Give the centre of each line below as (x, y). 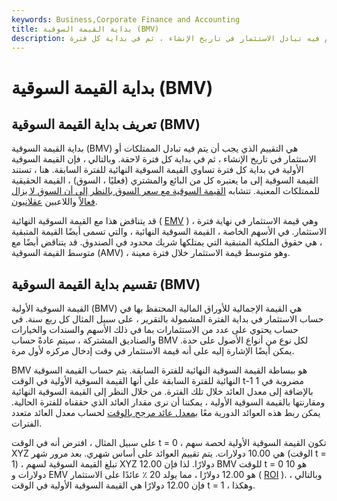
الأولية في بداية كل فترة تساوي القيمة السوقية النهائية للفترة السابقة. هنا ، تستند (157, 170)
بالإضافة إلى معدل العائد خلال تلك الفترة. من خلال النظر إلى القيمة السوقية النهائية (162, 392)
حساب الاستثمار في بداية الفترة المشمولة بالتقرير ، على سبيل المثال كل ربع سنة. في (167, 319)
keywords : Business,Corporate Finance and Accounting (126, 19)
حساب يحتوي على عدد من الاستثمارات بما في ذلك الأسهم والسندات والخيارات (155, 330)
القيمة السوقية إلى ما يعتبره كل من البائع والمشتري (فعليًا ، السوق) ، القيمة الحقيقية (165, 180)
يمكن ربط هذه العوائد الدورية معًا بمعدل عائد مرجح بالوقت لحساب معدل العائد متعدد (166, 413)
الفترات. (27, 423)
